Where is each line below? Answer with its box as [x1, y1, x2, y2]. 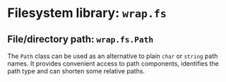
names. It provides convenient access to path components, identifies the [7, 59, 219, 68]
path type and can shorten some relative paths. [7, 67, 145, 75]
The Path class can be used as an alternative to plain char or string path [7, 52, 218, 60]
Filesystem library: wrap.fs [7, 5, 167, 21]
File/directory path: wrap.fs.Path [7, 33, 154, 45]
